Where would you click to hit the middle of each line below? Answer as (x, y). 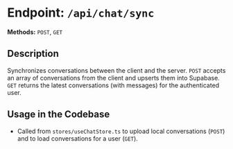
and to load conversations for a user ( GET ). (78, 138)
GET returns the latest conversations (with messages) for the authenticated (113, 85)
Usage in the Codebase (59, 115)
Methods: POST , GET (35, 32)
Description (33, 54)
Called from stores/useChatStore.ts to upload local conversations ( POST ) (121, 131)
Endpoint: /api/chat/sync (81, 13)
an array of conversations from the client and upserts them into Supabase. (113, 78)
